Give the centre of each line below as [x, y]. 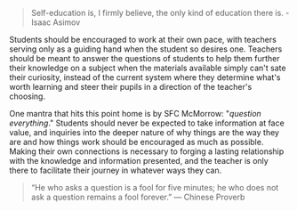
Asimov [67, 22]
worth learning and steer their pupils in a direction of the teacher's [131, 87]
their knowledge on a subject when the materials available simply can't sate [148, 68]
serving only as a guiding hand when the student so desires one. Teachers [146, 49]
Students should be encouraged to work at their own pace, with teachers [143, 40]
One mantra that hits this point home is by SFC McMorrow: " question [136, 114]
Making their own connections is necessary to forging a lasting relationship [147, 151]
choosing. [28, 96]
